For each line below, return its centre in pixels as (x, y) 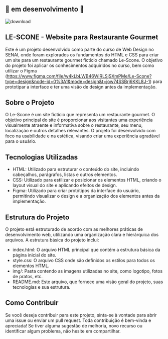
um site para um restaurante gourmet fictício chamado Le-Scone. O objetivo (84, 60)
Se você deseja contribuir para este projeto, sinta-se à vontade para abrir (81, 315)
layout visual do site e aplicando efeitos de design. (65, 185)
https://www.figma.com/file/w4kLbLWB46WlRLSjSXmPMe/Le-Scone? (79, 76)
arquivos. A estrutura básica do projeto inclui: (52, 240)
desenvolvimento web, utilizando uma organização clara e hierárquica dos (82, 235)
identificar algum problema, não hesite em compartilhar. (63, 331)
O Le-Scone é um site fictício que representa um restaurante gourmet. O (80, 115)
